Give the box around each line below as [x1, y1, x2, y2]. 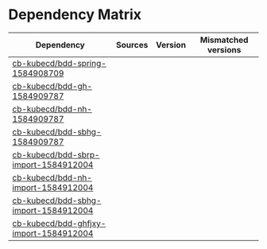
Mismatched [199, 34, 249, 45]
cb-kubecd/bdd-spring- [12, 57, 107, 68]
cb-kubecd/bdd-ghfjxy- [12, 217, 106, 228]
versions [207, 44, 242, 55]
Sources [115, 39, 149, 50]
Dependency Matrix [8, 6, 141, 24]
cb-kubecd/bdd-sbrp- [12, 149, 100, 160]
